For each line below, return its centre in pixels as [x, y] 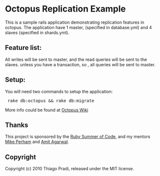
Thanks [17, 125]
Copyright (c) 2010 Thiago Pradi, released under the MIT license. [70, 169]
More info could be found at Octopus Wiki [47, 110]
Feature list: [23, 48]
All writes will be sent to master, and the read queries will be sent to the [76, 59]
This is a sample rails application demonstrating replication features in [75, 22]
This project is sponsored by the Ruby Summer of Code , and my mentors [78, 137]
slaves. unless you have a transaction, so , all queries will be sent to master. [80, 64]
